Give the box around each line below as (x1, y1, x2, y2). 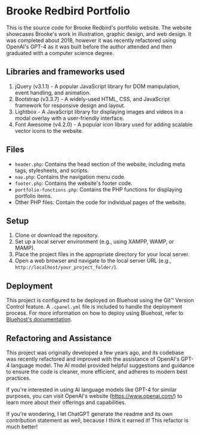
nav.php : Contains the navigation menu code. (14, 173, 126, 180)
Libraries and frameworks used (6, 67, 125, 77)
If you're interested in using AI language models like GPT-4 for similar (6, 386, 177, 393)
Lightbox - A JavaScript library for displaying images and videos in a (14, 108, 183, 115)
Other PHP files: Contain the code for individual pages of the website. (14, 199, 186, 206)
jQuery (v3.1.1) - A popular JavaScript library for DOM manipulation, (14, 83, 180, 90)
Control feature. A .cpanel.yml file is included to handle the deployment (6, 303, 183, 311)
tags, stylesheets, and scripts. (14, 166, 90, 174)
